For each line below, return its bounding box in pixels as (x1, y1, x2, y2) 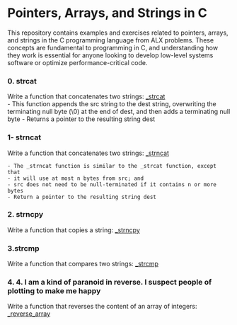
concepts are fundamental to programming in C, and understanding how (7, 43, 218, 52)
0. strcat (7, 76, 37, 86)
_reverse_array (7, 309, 51, 318)
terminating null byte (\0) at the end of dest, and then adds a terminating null (7, 108, 231, 116)
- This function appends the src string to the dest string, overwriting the (7, 100, 217, 108)
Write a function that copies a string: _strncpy (7, 225, 140, 234)
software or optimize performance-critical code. (7, 58, 148, 67)
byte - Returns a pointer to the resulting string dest (7, 115, 156, 123)
